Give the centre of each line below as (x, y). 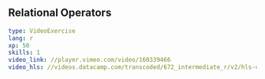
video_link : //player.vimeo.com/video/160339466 (90, 60)
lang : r (21, 38)
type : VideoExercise (42, 31)
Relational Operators (60, 13)
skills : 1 (24, 53)
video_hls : (26, 67)
